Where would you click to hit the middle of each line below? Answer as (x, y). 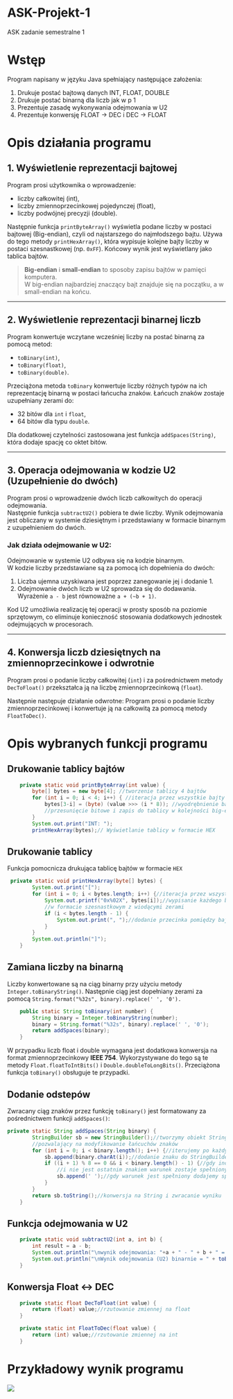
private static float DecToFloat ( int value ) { (88, 1303)
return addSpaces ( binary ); (71, 1031)
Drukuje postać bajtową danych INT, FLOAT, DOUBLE (93, 92)
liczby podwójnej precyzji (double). (67, 213)
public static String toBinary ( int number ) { (87, 1011)
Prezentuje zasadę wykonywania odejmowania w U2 (92, 107)
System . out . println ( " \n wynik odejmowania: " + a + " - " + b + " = (129, 1253)
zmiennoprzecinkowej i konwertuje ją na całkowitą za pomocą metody (107, 708)
